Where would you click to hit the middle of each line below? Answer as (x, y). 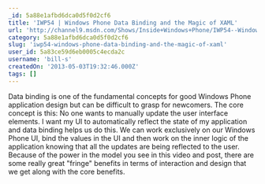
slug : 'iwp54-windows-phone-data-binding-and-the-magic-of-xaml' (118, 45)
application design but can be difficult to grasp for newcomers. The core (126, 105)
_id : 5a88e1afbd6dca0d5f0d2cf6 (60, 15)
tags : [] (22, 74)
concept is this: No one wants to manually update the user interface (118, 113)
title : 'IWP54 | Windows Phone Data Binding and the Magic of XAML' (123, 23)
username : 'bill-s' (40, 60)
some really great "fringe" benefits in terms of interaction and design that (127, 163)
